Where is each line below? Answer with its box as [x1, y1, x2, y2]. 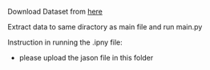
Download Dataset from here [7, 7, 103, 16]
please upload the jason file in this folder [18, 53, 154, 62]
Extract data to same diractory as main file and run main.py [7, 22, 203, 31]
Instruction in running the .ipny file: [7, 37, 123, 47]
